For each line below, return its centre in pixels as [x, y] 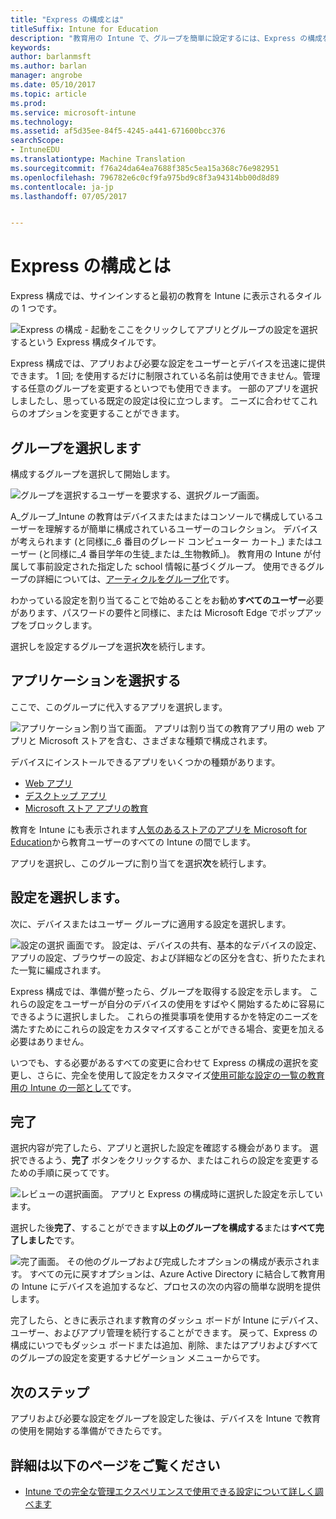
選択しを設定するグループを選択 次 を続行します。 [110, 646]
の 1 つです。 [36, 308]
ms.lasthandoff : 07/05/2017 [69, 196]
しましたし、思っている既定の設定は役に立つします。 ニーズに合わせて [155, 401]
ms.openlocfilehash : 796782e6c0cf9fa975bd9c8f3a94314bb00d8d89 [145, 177]
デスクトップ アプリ [65, 795]
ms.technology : [42, 122]
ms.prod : [28, 103]
